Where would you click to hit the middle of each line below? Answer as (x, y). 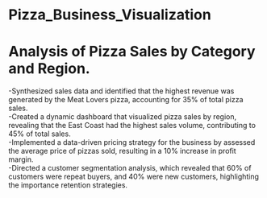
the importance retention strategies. (68, 185)
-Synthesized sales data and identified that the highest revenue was (121, 91)
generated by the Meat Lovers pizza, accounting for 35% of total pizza (126, 100)
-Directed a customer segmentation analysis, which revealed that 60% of (130, 168)
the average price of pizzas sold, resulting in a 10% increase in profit (122, 151)
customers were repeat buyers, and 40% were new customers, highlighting (134, 177)
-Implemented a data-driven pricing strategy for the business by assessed (132, 142)
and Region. (49, 69)
